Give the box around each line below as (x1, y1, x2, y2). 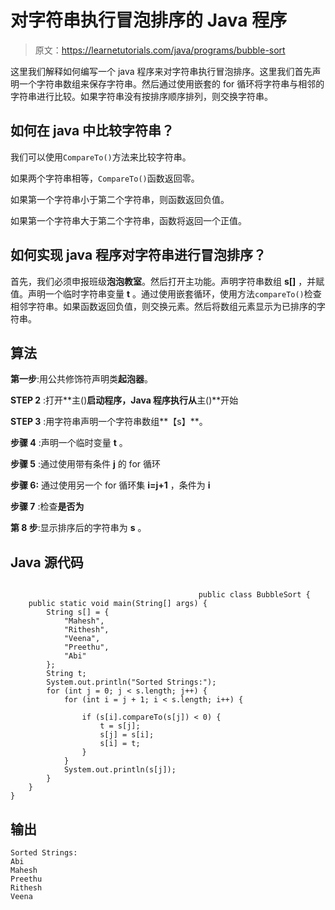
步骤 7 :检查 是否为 (10, 501, 85, 513)
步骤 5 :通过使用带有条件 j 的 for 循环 (10, 458, 161, 470)
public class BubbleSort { (198, 590, 311, 600)
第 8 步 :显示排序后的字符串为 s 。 (10, 522, 147, 534)
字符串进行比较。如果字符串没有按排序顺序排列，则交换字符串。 (10, 90, 273, 102)
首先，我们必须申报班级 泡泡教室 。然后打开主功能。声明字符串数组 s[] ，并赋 (10, 275, 325, 287)
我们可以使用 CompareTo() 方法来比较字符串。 (10, 151, 192, 163)
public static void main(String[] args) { (28, 599, 208, 609)
